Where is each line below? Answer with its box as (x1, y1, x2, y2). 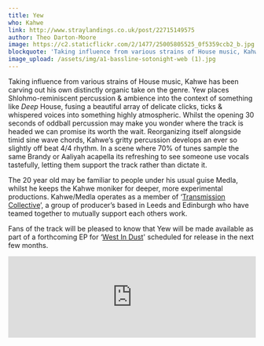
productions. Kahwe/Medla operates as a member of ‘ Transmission (8, 191, 225, 201)
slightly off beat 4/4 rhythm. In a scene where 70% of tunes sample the (8, 143, 240, 153)
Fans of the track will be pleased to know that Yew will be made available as (8, 224, 254, 233)
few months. (8, 240, 49, 249)
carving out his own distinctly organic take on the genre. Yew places (8, 85, 229, 94)
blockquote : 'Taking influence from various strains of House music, (8, 48, 241, 56)
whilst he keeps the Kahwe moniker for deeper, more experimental (8, 184, 224, 193)
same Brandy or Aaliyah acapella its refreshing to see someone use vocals (8, 151, 250, 161)
